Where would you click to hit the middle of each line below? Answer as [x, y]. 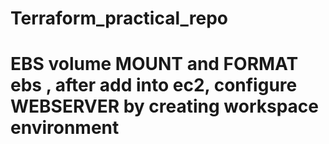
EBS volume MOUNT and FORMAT [154, 64]
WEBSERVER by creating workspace [165, 106]
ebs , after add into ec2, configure [154, 85]
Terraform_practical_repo [119, 18]
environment [65, 128]
